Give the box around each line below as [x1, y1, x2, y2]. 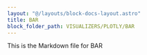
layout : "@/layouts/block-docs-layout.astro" [7, 10, 141, 17]
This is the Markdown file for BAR [7, 42, 103, 50]
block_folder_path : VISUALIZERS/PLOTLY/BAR [7, 23, 135, 30]
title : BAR [7, 16, 39, 23]
